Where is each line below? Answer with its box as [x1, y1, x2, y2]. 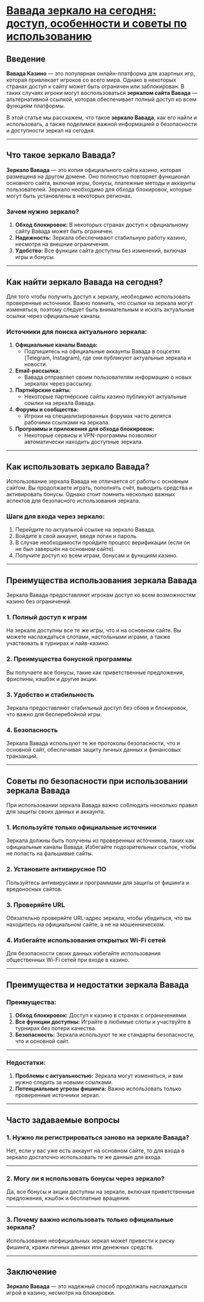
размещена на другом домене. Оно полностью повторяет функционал [6, 173, 190, 180]
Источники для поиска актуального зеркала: [6, 327, 148, 336]
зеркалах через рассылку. [24, 380, 93, 387]
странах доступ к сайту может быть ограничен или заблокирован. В [6, 83, 185, 90]
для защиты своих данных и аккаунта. [6, 808, 106, 815]
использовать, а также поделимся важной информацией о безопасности [6, 120, 197, 128]
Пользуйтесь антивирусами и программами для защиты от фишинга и [6, 879, 189, 886]
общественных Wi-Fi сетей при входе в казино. [6, 956, 129, 964]
